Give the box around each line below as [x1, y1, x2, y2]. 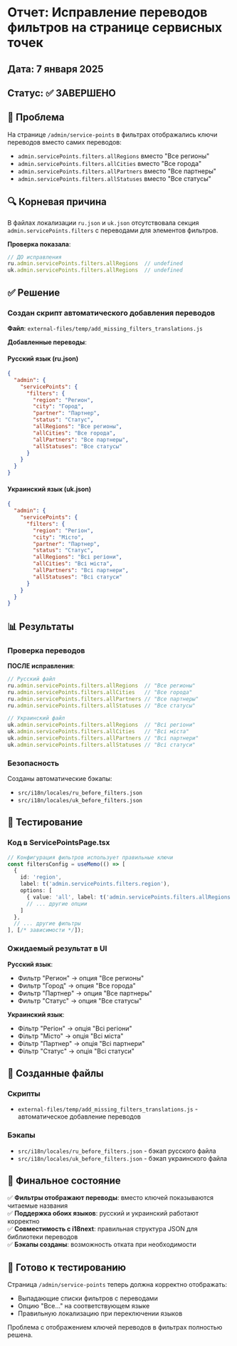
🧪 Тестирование [7, 817, 83, 829]
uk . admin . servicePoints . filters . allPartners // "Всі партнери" [7, 735, 199, 742]
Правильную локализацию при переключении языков [17, 1309, 183, 1318]
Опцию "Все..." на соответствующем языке [17, 1302, 150, 1310]
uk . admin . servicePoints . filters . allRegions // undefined [7, 266, 183, 274]
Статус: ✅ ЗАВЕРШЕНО [7, 87, 116, 99]
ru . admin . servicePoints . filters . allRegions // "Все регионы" [7, 682, 196, 689]
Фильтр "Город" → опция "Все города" [17, 981, 137, 990]
